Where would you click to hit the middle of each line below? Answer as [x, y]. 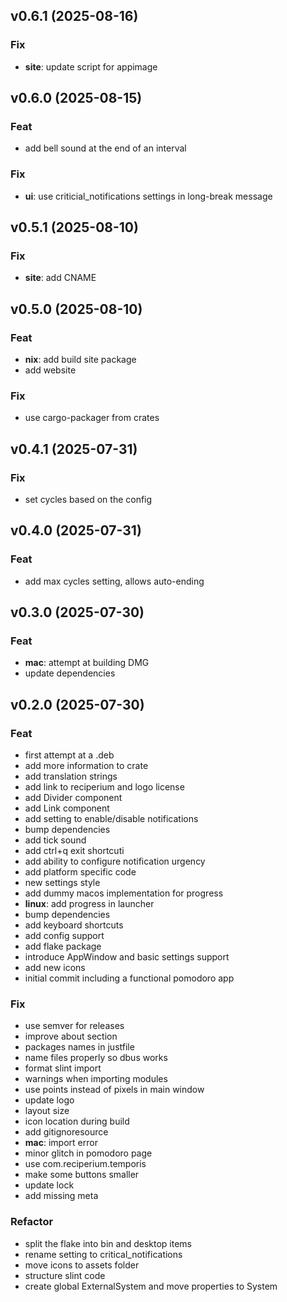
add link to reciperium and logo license [104, 787]
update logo [49, 1100]
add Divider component [73, 798]
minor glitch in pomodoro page [88, 1153]
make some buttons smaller [82, 1175]
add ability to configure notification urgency [115, 861]
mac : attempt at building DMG [87, 663]
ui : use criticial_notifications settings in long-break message [148, 196]
